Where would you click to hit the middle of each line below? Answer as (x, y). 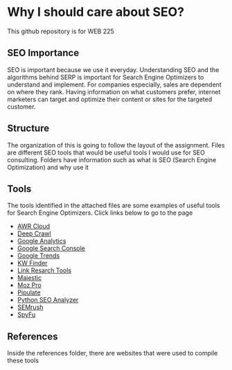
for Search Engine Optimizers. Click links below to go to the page (100, 213)
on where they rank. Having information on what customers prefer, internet (114, 91)
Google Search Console (51, 248)
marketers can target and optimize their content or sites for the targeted (110, 99)
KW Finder (32, 263)
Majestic (29, 278)
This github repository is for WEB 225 (61, 31)
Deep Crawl (34, 234)
